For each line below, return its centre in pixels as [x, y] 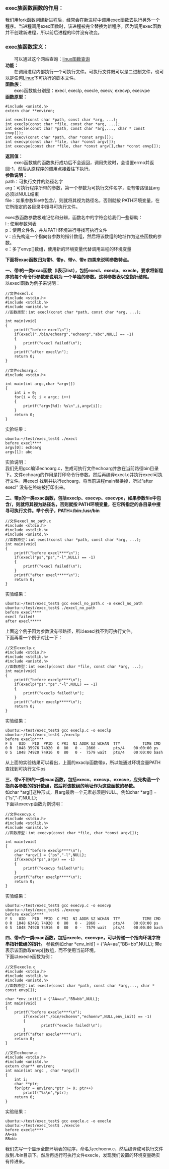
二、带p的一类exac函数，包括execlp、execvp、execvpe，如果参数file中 [81, 498]
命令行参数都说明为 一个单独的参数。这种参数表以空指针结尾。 [87, 277]
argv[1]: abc [19, 452]
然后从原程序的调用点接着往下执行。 [55, 169]
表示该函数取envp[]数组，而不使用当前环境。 [52, 950]
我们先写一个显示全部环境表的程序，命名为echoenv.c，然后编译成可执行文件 [84, 1149]
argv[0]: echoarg [23, 447]
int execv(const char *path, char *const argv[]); [59, 137]
